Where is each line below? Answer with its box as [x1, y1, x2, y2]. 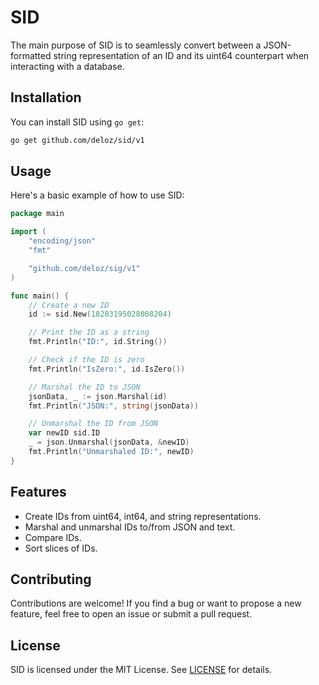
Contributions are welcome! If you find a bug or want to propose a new [10, 597, 302, 610]
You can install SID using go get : [10, 116, 145, 128]
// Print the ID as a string [28, 327, 150, 338]
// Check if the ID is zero [28, 355, 145, 365]
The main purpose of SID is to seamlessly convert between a [10, 39, 262, 51]
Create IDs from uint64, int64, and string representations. [24, 510, 262, 522]
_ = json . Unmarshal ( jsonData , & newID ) [28, 437, 190, 448]
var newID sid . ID [28, 428, 101, 438]
